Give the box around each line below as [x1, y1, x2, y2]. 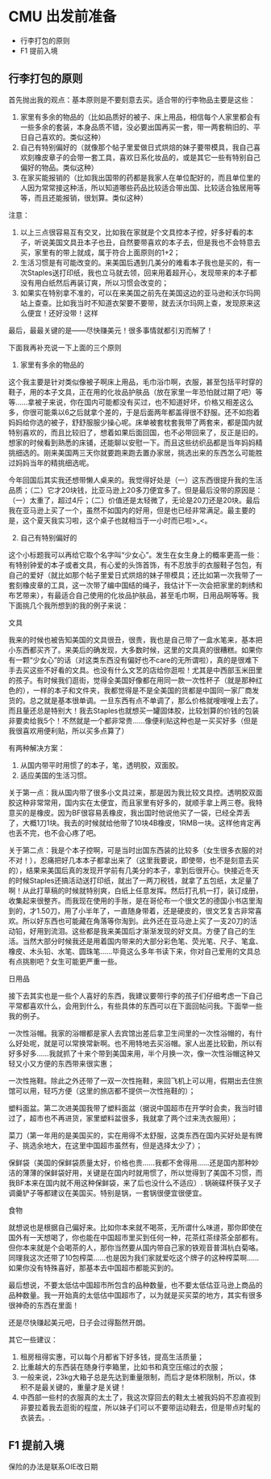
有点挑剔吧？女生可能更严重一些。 [8, 956, 122, 966]
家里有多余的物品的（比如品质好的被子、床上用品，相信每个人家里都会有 [19, 112, 261, 121]
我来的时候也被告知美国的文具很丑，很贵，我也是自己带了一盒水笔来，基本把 [8, 634, 263, 644]
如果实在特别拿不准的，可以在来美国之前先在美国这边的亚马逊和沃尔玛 [19, 288, 254, 298]
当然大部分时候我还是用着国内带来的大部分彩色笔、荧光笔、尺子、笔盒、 [22, 936, 263, 946]
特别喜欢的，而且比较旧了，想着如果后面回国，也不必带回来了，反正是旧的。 [8, 427, 263, 437]
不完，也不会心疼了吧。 [22, 828, 101, 837]
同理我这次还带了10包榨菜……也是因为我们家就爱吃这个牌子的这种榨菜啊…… [8, 1252, 260, 1262]
